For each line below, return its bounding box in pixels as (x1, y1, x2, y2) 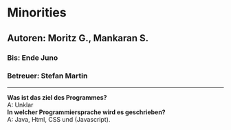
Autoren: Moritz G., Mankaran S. (7, 32, 149, 44)
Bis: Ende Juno (7, 53, 58, 63)
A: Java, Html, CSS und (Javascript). (7, 115, 111, 123)
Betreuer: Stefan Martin (7, 71, 88, 80)
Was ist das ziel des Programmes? (7, 93, 107, 101)
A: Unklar (7, 100, 34, 109)
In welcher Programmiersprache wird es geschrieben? (7, 108, 166, 116)
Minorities (7, 5, 67, 21)
